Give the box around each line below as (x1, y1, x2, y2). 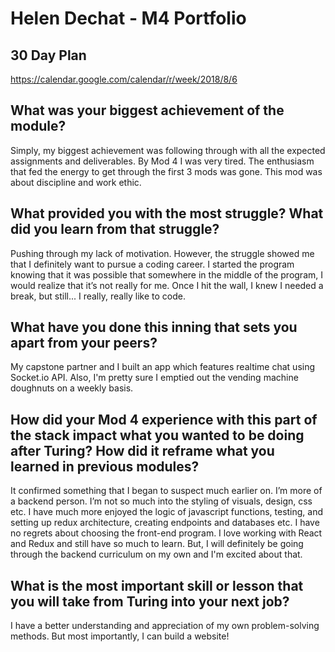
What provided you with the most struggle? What (10, 205, 324, 222)
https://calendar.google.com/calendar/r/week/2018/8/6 (10, 73, 238, 85)
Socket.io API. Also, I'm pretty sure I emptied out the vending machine (10, 372, 299, 384)
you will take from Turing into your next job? (10, 593, 290, 610)
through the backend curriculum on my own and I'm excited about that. (10, 548, 303, 561)
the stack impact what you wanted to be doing (10, 427, 305, 444)
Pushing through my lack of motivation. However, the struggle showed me (10, 247, 315, 259)
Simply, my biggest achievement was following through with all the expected (10, 144, 326, 156)
